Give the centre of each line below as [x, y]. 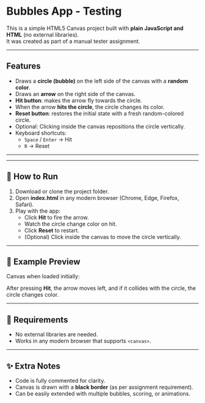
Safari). [24, 204]
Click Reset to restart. [52, 230]
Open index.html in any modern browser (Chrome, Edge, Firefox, [97, 198]
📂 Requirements [37, 320]
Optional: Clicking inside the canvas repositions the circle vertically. [100, 126]
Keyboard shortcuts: [41, 133]
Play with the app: [38, 211]
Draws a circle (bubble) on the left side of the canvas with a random [101, 81]
